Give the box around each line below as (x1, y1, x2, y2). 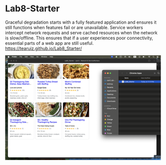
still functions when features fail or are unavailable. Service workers (5, 24, 143, 30)
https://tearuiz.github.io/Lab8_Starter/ (5, 45, 83, 51)
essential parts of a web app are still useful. (5, 40, 94, 46)
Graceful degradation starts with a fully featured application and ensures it (5, 19, 157, 25)
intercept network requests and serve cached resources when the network (5, 30, 158, 35)
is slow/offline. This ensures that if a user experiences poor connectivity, (5, 35, 153, 41)
